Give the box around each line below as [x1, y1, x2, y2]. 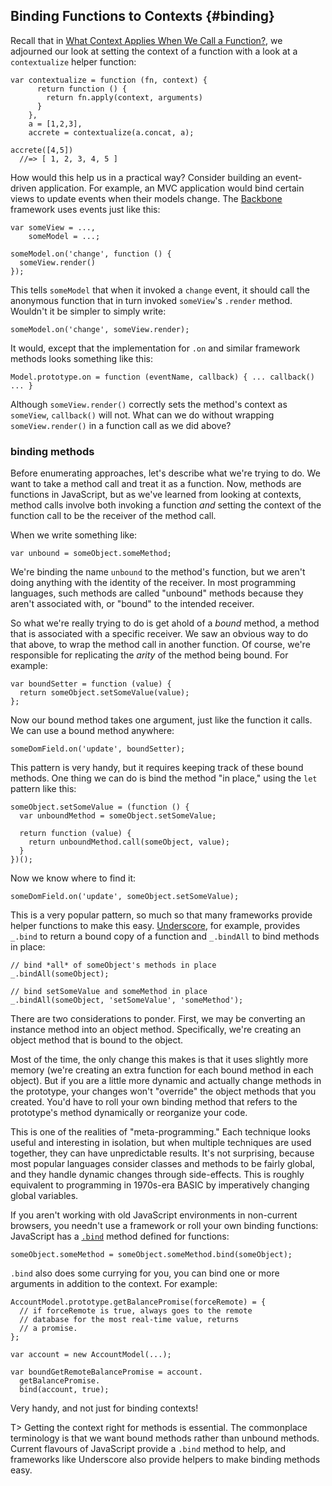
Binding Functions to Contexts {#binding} [10, 8, 275, 25]
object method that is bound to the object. [10, 1034, 184, 1046]
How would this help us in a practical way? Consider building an [10, 171, 273, 183]
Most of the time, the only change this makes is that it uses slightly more [10, 1054, 309, 1066]
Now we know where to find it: [10, 872, 137, 884]
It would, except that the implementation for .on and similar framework [10, 342, 301, 354]
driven [10, 182, 37, 194]
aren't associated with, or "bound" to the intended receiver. [10, 598, 255, 610]
